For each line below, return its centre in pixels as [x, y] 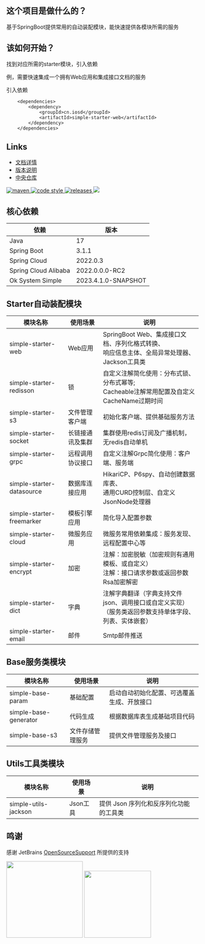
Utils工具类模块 [35, 764]
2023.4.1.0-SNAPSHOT [111, 281]
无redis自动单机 [125, 442]
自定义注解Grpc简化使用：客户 [147, 454]
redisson [22, 391]
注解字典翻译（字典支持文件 [143, 594]
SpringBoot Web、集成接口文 [145, 334]
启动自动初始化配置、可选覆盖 [152, 693]
